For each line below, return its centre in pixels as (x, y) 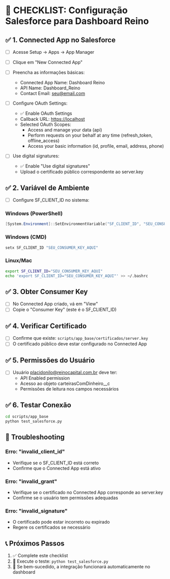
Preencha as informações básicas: (49, 73)
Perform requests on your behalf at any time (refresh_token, (90, 135)
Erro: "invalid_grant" (31, 481)
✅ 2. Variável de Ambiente (47, 188)
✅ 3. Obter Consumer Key (47, 292)
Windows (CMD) (26, 237)
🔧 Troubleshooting (35, 437)
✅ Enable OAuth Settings (46, 113)
